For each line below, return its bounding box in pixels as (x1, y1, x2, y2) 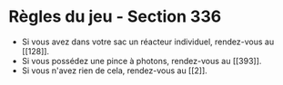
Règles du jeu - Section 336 (8, 6, 222, 27)
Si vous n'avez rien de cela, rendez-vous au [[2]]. (21, 65, 208, 76)
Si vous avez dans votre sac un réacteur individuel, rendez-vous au (21, 36, 275, 47)
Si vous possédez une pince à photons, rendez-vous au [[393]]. (21, 55, 262, 66)
